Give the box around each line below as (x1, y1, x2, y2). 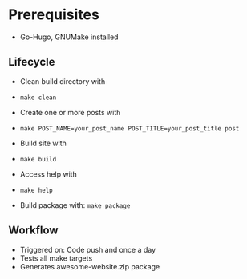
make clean (19, 94, 57, 102)
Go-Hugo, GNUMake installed (19, 32, 119, 42)
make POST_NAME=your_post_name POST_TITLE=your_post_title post (19, 124, 240, 133)
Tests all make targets (19, 253, 93, 263)
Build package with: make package (19, 200, 131, 209)
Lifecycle (8, 55, 55, 69)
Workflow (8, 224, 59, 237)
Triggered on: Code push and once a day (19, 245, 156, 254)
